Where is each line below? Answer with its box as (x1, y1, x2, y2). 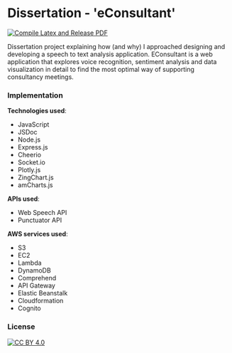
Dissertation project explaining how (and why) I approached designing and (7, 42, 226, 51)
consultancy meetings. (7, 73, 74, 81)
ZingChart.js (17, 173, 55, 182)
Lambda (17, 258, 42, 268)
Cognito (17, 304, 41, 312)
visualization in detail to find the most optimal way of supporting (7, 65, 195, 73)
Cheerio (17, 151, 41, 159)
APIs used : (7, 194, 40, 204)
